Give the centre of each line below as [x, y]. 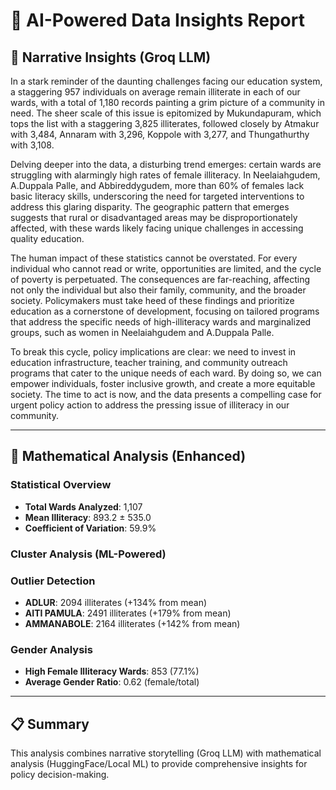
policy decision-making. [60, 775]
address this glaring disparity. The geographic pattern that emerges [150, 207]
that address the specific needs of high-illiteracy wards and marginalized [161, 322]
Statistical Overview [61, 485]
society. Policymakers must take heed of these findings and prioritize [152, 300]
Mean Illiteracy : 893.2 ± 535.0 [88, 517]
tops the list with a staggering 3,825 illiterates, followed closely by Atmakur [165, 123]
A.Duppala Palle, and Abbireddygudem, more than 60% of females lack [157, 185]
